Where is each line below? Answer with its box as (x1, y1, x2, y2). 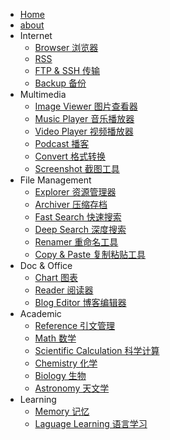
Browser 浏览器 (34, 42, 99, 53)
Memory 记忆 (34, 405, 90, 417)
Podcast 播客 (34, 138, 90, 149)
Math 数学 (34, 332, 77, 344)
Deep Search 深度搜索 (34, 224, 127, 235)
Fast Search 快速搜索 (34, 211, 122, 223)
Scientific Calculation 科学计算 (34, 345, 160, 356)
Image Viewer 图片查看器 (34, 100, 138, 112)
